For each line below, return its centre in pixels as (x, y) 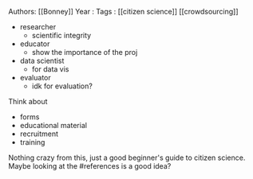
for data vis (50, 69)
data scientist (42, 60)
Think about (28, 101)
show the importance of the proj (85, 52)
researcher (38, 27)
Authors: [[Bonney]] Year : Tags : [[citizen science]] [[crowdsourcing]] (123, 12)
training (32, 142)
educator (35, 44)
